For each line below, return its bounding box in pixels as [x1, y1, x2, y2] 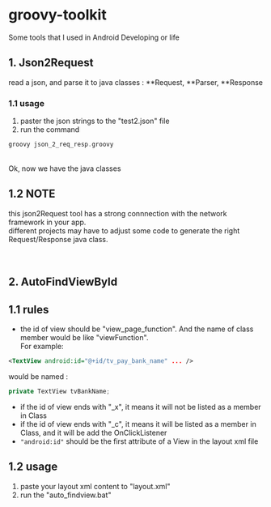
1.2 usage [8, 460, 58, 474]
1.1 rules [8, 302, 49, 317]
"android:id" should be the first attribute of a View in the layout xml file [19, 436, 259, 446]
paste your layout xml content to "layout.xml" [19, 481, 171, 491]
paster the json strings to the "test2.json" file [19, 116, 170, 126]
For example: [19, 341, 64, 351]
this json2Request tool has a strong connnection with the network [8, 208, 228, 218]
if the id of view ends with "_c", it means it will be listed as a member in [19, 419, 256, 428]
